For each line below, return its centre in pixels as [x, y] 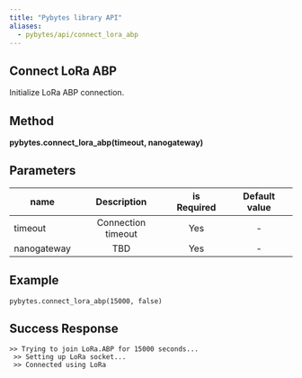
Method [32, 121]
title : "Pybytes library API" [66, 18]
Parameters [43, 171]
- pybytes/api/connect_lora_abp [78, 34]
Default [259, 196]
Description [121, 202]
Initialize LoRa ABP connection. [67, 93]
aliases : [26, 26]
